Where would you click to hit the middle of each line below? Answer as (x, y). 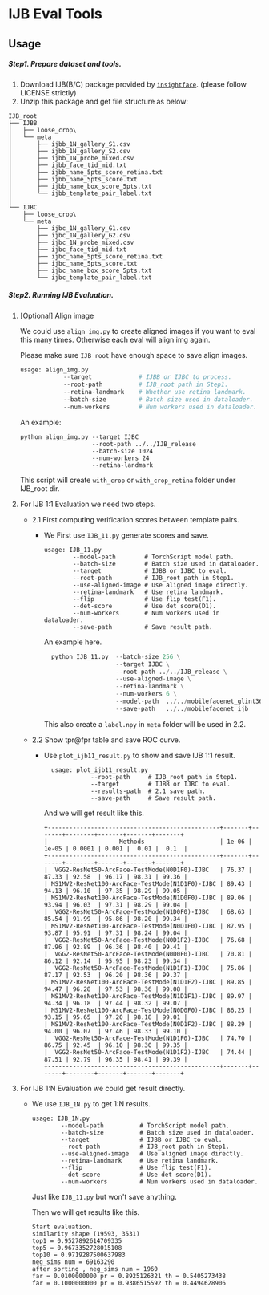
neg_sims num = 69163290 (73, 1262)
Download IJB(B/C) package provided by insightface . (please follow (133, 84)
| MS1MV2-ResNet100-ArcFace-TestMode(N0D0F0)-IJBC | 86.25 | (148, 1010)
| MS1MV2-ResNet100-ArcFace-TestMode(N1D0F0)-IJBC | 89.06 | (148, 898)
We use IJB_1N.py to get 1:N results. (91, 1103)
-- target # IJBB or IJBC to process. (147, 377)
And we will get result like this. (94, 813)
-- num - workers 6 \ (147, 694)
